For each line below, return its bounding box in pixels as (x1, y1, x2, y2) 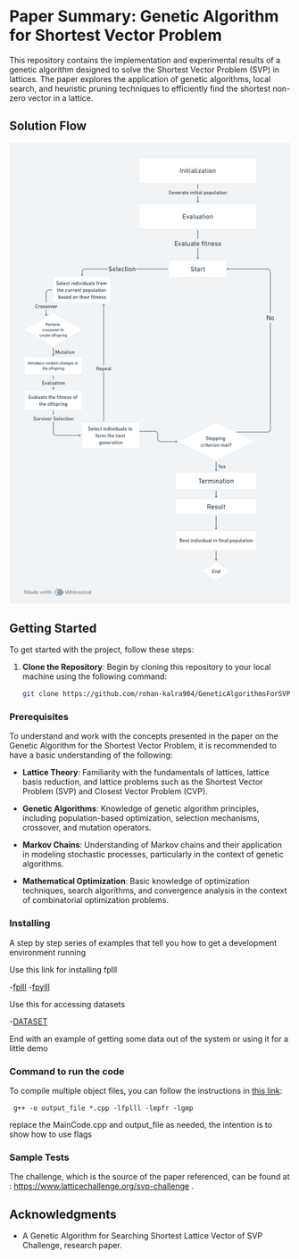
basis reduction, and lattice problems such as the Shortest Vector (21, 776, 263, 787)
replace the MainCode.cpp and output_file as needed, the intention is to (9, 1120, 273, 1131)
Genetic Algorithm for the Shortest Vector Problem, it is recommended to (9, 741, 277, 751)
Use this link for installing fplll (9, 964, 118, 974)
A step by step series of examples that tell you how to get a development (9, 937, 278, 948)
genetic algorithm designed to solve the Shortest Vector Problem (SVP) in (9, 64, 279, 75)
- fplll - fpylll (9, 982, 51, 992)
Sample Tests (9, 1151, 70, 1164)
